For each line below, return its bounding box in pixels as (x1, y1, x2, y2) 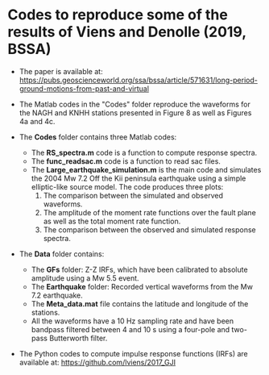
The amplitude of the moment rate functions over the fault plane (43, 207, 257, 217)
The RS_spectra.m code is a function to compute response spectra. (31, 148, 258, 157)
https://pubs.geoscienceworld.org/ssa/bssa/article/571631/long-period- (19, 75, 259, 85)
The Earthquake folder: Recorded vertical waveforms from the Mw (31, 281, 253, 291)
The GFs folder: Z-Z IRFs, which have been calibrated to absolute (31, 265, 248, 274)
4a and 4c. (19, 116, 56, 126)
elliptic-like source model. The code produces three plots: (31, 181, 224, 191)
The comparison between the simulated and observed (43, 190, 223, 200)
